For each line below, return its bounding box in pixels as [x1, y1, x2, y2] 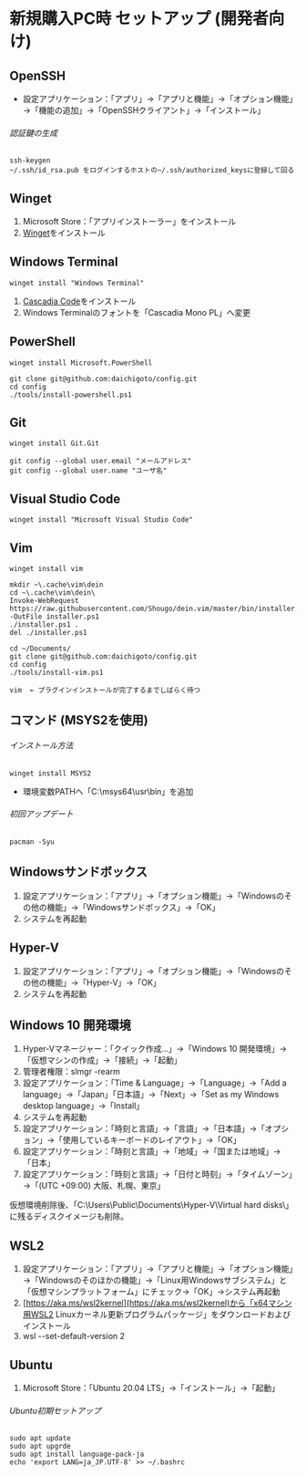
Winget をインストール [22, 227, 107, 238]
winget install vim [9, 565, 84, 574]
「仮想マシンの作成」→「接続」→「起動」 [22, 1055, 182, 1065]
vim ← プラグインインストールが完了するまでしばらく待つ [9, 686, 201, 695]
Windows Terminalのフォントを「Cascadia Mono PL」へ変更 [22, 307, 251, 317]
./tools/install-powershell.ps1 [9, 390, 132, 400]
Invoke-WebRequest [9, 597, 79, 606]
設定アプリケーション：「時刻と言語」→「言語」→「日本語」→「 [22, 1123, 266, 1134]
